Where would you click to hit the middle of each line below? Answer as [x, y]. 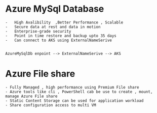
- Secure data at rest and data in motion [53, 27]
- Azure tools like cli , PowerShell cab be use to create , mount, [79, 92]
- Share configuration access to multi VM [51, 105]
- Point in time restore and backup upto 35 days [61, 36]
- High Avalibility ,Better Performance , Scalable [64, 22]
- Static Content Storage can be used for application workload [74, 101]
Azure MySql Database [55, 9]
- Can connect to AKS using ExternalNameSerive [59, 40]
